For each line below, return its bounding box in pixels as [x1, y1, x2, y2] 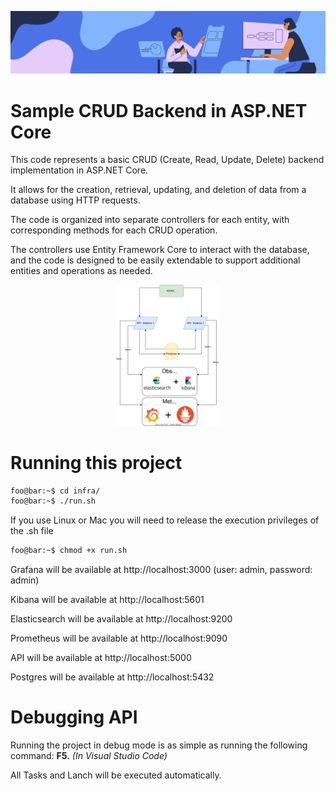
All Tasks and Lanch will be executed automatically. [10, 769, 222, 781]
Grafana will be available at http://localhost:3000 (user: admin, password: [10, 564, 313, 576]
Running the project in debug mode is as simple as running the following [10, 739, 308, 751]
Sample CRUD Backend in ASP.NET [10, 99, 308, 122]
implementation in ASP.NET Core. [10, 164, 149, 176]
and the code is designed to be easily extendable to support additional [10, 254, 301, 266]
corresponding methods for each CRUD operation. [10, 224, 218, 236]
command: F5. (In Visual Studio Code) [10, 750, 168, 762]
